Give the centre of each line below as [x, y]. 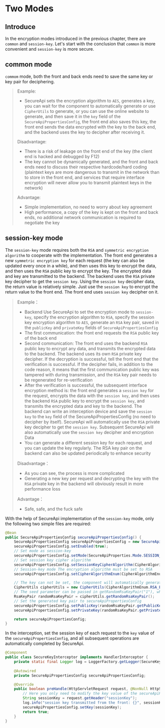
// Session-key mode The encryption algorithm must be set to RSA [83, 569]
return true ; [36, 712]
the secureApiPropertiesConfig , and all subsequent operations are [72, 638]
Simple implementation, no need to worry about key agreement [88, 207]
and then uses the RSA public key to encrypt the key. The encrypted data [78, 271]
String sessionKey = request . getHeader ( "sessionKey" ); [80, 698]
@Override [24, 684]
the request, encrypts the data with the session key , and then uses [92, 396]
